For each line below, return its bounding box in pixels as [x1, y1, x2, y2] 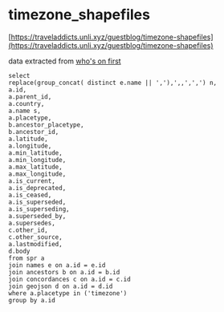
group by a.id [8, 296, 56, 304]
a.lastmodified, [8, 240, 63, 248]
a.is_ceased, [8, 191, 52, 199]
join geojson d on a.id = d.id [8, 282, 113, 290]
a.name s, [8, 107, 42, 115]
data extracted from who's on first [8, 56, 122, 66]
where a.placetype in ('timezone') [8, 289, 128, 298]
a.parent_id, [8, 92, 52, 101]
